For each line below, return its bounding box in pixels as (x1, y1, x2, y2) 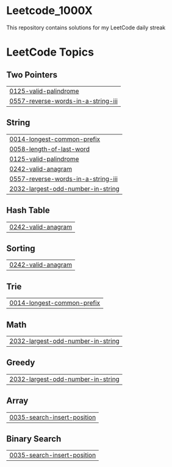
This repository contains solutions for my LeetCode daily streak (6, 24, 166, 31)
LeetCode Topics (6, 45, 95, 59)
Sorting (6, 243, 35, 253)
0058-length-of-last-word (9, 145, 90, 153)
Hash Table (6, 205, 50, 215)
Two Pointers (6, 70, 58, 80)
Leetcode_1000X (6, 4, 93, 18)
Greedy (6, 358, 35, 368)
